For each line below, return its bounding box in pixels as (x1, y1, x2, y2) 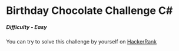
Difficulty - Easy (6, 23, 47, 30)
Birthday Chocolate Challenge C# (6, 4, 173, 17)
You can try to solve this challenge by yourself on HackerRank (6, 38, 157, 45)
